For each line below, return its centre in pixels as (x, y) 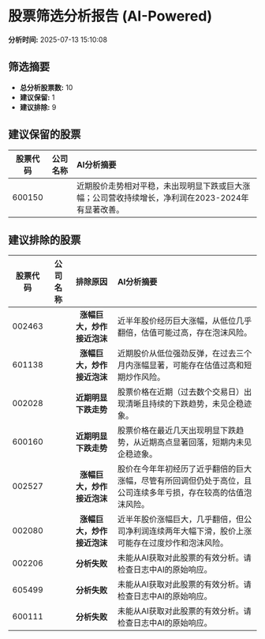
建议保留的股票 (45, 135)
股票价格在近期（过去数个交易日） (181, 392)
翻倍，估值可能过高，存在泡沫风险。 (185, 333)
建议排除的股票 (45, 240)
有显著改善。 (100, 209)
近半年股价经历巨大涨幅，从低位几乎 (185, 321)
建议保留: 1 (37, 97)
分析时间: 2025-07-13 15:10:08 (58, 39)
